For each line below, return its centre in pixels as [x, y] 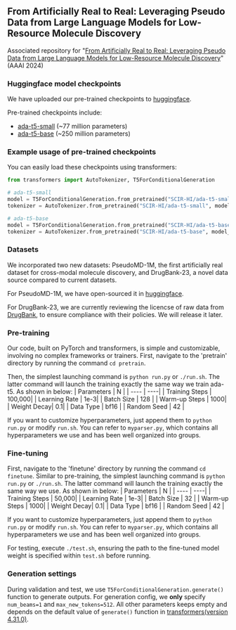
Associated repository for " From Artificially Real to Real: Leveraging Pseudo [117, 50]
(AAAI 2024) [26, 65]
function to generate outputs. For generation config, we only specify [106, 596]
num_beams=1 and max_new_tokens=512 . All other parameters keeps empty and [117, 604]
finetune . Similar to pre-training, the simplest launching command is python [116, 476]
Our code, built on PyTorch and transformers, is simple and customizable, [114, 348]
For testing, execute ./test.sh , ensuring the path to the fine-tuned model [113, 548]
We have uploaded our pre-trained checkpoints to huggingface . [99, 99]
